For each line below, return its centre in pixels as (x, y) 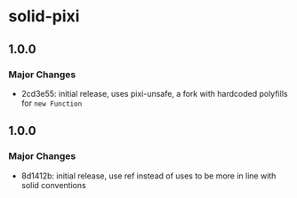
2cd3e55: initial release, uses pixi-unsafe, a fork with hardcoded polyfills (154, 93)
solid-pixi (44, 16)
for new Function (52, 103)
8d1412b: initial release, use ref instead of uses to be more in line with (148, 176)
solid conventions (53, 185)
